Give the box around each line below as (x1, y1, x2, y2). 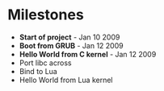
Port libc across (19, 58, 72, 68)
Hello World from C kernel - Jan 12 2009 (19, 49, 157, 59)
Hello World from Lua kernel (19, 75, 113, 85)
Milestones (7, 6, 84, 24)
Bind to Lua (19, 66, 57, 76)
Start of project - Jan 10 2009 (19, 32, 120, 42)
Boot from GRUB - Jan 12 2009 (19, 40, 124, 50)
